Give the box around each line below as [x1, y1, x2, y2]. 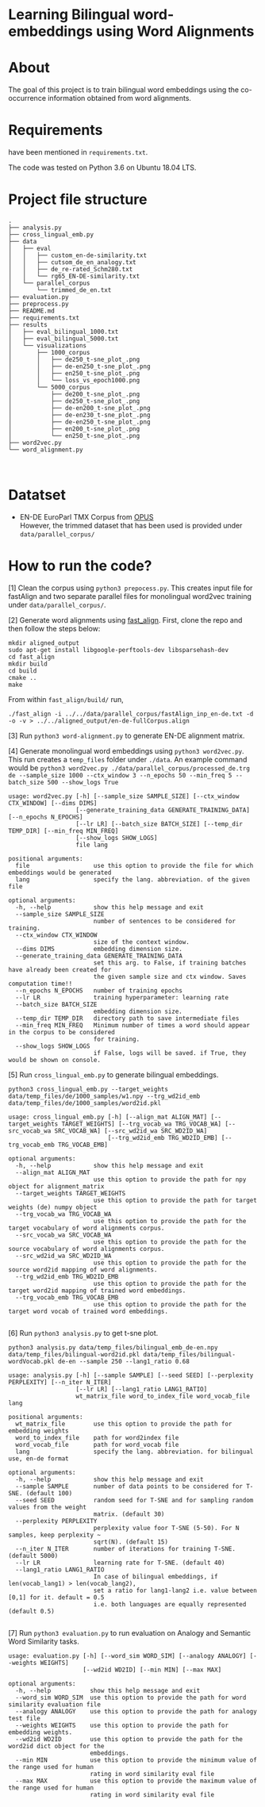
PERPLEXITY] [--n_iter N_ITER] [8, 1378, 112, 1386]
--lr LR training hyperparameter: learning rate [15, 993, 229, 1001]
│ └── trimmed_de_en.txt [8, 286, 112, 294]
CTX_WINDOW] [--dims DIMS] [8, 799, 98, 807]
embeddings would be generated [8, 869, 112, 877]
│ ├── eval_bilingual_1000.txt [8, 328, 119, 336]
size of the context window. [93, 938, 190, 946]
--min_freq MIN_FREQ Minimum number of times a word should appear [15, 1021, 250, 1029]
